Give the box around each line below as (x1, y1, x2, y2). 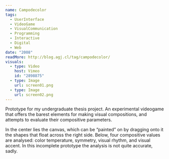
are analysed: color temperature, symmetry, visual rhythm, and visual (5, 137, 151, 143)
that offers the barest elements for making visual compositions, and (5, 111, 147, 117)
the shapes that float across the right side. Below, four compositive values (5, 132, 160, 138)
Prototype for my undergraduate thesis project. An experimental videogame (5, 106, 164, 112)
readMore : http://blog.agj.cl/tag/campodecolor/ (5, 54, 110, 60)
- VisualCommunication (10, 26, 58, 31)
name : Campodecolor (5, 7, 47, 13)
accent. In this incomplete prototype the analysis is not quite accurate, (5, 143, 153, 149)
